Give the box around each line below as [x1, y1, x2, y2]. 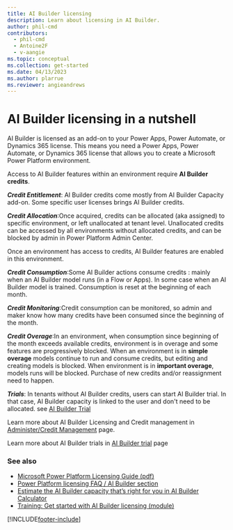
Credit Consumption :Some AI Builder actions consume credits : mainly [7, 268, 211, 277]
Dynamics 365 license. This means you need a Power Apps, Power [7, 142, 199, 150]
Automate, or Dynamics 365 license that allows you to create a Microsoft [7, 149, 216, 157]
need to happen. [7, 376, 54, 385]
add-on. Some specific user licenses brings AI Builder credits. [7, 198, 185, 207]
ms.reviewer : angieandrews [7, 81, 86, 88]
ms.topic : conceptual [7, 56, 70, 63]
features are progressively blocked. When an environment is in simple [7, 347, 209, 355]
